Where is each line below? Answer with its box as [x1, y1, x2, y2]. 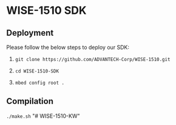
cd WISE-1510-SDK [15, 68, 59, 74]
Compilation [6, 96, 53, 106]
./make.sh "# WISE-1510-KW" [6, 112, 80, 120]
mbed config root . [15, 80, 65, 86]
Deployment [6, 28, 54, 38]
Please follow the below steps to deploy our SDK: [6, 43, 129, 51]
